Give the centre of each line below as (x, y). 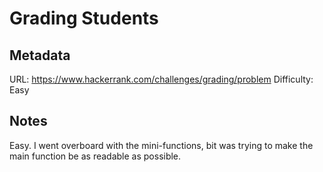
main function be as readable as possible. (95, 156)
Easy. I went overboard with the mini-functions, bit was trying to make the (161, 145)
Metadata (40, 55)
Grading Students (84, 18)
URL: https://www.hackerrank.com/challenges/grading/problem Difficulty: (161, 79)
